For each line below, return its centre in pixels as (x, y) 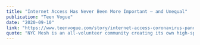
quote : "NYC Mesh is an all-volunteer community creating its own (90, 33)
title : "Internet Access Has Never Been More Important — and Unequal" (97, 11)
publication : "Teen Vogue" (40, 17)
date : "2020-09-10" (30, 22)
